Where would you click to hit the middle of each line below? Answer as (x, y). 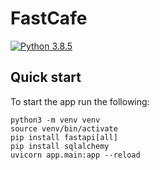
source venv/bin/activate (64, 128)
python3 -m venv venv (55, 120)
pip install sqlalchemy (60, 146)
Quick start (46, 77)
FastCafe (49, 18)
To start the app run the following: (80, 101)
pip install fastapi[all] (64, 137)
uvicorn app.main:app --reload (75, 155)
